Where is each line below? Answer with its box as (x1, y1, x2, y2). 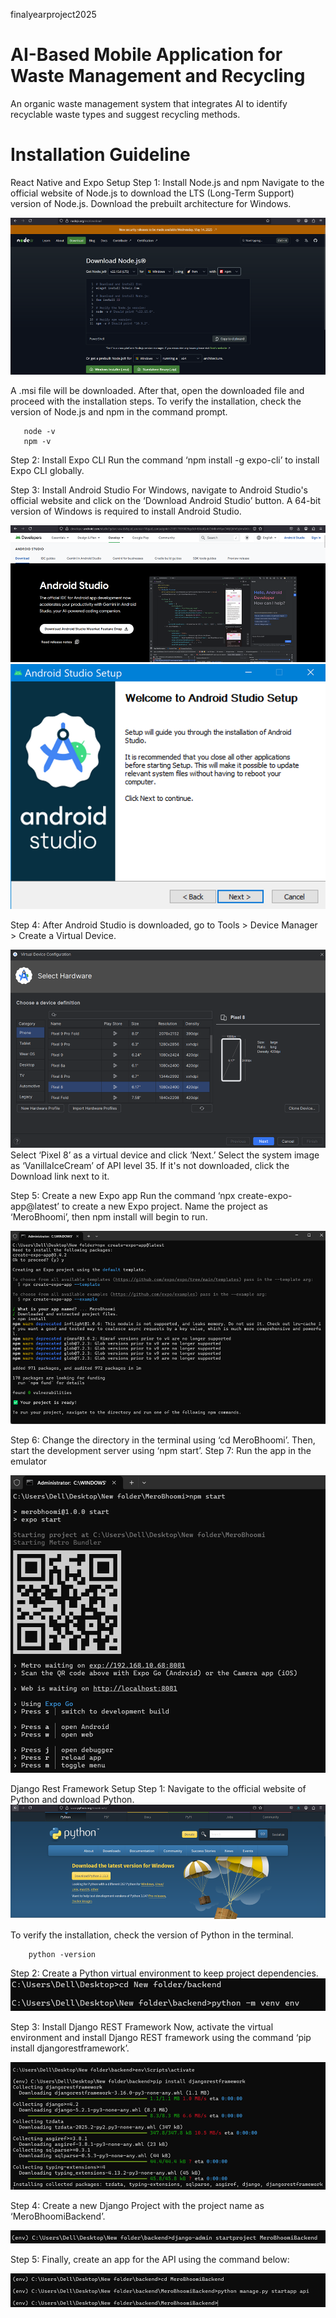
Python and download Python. (10, 1793, 135, 1805)
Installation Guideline (10, 144, 191, 166)
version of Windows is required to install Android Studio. (10, 505, 242, 518)
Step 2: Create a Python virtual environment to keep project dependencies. (10, 1967, 319, 1979)
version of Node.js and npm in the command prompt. (10, 406, 228, 418)
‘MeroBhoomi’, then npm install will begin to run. (10, 1210, 208, 1223)
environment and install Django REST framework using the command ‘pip (10, 2032, 312, 2044)
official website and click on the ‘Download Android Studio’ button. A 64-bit (10, 495, 322, 507)
